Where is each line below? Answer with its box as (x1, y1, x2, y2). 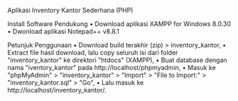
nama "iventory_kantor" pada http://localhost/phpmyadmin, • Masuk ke (7, 64, 217, 71)
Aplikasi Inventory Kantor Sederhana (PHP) (7, 6, 134, 14)
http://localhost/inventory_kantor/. (7, 86, 107, 94)
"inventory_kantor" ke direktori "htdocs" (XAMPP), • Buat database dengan (7, 56, 227, 64)
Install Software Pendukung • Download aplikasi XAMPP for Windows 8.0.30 (7, 20, 232, 28)
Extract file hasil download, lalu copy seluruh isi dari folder (7, 49, 178, 57)
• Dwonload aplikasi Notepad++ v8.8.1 (7, 28, 119, 35)
